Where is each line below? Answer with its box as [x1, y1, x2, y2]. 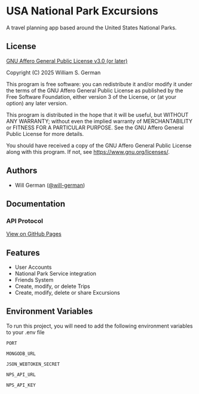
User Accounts [14, 263, 52, 271]
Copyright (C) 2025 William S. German [6, 69, 101, 76]
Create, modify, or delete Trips [14, 283, 91, 290]
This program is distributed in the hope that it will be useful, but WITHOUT [6, 111, 189, 118]
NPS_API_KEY [6, 382, 36, 388]
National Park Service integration [14, 270, 97, 277]
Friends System [14, 277, 54, 284]
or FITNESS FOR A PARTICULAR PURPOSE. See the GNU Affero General [6, 124, 184, 131]
